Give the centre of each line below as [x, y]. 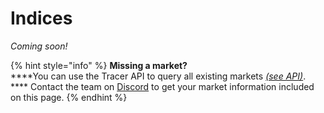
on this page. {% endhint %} [69, 97]
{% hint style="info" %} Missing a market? [99, 65]
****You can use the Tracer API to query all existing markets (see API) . [158, 76]
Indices [41, 18]
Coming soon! [39, 46]
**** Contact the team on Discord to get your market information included [162, 86]
